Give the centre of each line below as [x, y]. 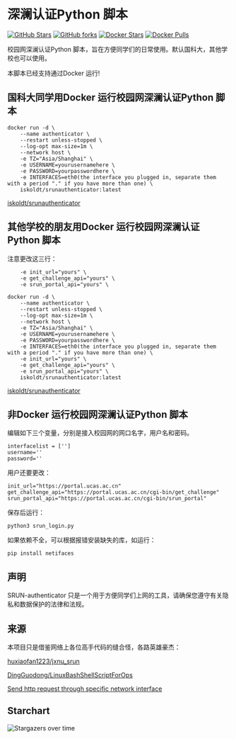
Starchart [29, 711]
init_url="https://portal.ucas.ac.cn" [64, 486]
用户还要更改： [29, 473]
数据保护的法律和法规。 [54, 604]
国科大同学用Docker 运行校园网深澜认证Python [111, 97]
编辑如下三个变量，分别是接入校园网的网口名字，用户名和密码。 [100, 433]
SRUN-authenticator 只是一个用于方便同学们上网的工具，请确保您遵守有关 [115, 595]
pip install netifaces [41, 553]
